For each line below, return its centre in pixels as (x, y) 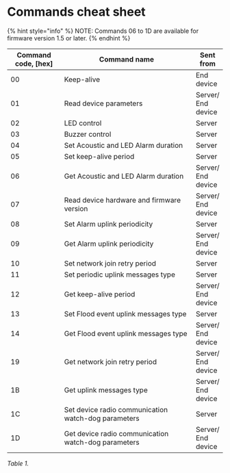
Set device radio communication (116, 409)
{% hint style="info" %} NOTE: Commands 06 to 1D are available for (103, 31)
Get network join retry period (111, 361)
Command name (126, 59)
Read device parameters (103, 103)
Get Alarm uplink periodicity (109, 244)
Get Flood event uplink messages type (126, 333)
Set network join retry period (110, 263)
